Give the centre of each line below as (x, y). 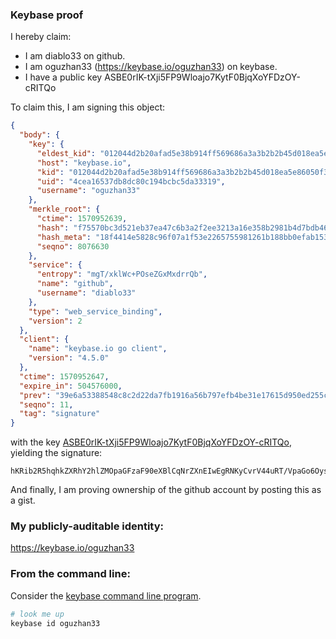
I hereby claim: (41, 37)
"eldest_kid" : (66, 153)
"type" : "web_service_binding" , (95, 311)
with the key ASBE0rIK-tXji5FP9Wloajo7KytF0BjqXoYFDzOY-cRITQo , (151, 442)
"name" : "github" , (75, 284)
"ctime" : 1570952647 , (64, 376)
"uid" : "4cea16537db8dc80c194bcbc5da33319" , (131, 181)
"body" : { (39, 135)
